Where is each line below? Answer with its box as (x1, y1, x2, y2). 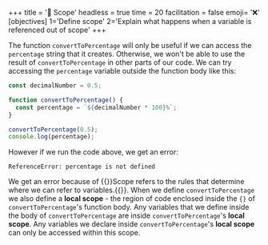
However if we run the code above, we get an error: (8, 147, 178, 157)
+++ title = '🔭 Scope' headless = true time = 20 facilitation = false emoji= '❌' (8, 8, 260, 17)
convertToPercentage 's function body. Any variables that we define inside (8, 203, 250, 212)
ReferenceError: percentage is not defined (8, 163, 156, 171)
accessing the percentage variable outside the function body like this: (8, 66, 237, 75)
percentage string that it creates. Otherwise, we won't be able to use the (8, 49, 246, 58)
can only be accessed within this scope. (8, 228, 141, 238)
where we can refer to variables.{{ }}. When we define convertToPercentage (8, 185, 254, 195)
